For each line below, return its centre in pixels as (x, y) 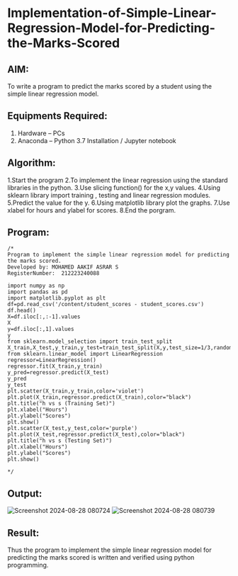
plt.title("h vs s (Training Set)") (61, 404)
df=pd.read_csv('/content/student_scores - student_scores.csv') (106, 305)
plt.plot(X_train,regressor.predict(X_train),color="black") (100, 397)
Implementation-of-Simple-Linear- (112, 13)
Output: (25, 493)
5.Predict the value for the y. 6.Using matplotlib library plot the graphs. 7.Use (119, 203)
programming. (28, 565)
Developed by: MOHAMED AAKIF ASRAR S (63, 267)
